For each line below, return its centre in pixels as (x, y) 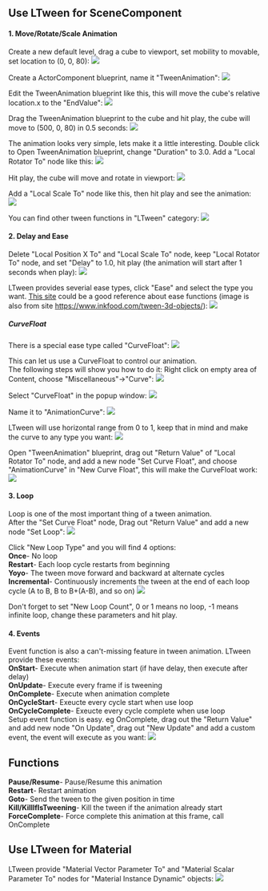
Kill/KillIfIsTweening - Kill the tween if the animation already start (115, 807)
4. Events (24, 634)
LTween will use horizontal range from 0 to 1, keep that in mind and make (128, 427)
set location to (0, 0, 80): (49, 61)
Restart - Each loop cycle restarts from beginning (89, 564)
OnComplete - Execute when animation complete (89, 694)
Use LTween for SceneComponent (95, 13)
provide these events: (44, 660)
